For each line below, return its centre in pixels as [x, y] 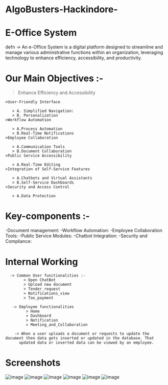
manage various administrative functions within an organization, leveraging [84, 53]
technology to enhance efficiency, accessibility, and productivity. [74, 58]
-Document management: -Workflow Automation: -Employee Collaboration [84, 230]
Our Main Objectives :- [54, 78]
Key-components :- [48, 216]
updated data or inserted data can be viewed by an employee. [86, 343]
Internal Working [42, 262]
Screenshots [33, 363]
